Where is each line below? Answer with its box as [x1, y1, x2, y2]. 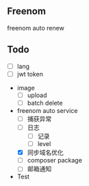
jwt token [16, 70, 43, 78]
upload [27, 91, 47, 99]
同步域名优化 [27, 148, 64, 157]
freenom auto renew [7, 23, 65, 32]
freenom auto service [16, 106, 78, 114]
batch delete [27, 99, 63, 107]
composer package [27, 156, 82, 165]
